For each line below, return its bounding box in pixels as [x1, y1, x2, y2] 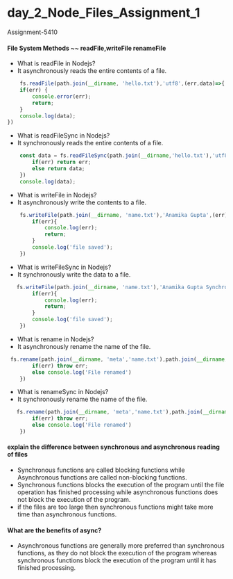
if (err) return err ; [32, 158, 92, 166]
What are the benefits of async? [7, 526, 102, 535]
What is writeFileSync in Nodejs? [17, 263, 112, 271]
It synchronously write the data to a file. [17, 270, 131, 279]
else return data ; [32, 165, 85, 172]
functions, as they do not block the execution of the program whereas [17, 549, 217, 557]
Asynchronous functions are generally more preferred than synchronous [17, 541, 225, 550]
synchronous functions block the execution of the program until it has [17, 556, 216, 564]
